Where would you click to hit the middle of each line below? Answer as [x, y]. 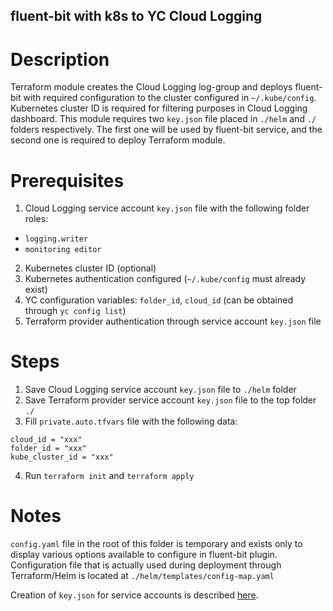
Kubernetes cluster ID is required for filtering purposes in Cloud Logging [159, 108]
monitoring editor [63, 250]
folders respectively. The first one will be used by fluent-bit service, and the [166, 130]
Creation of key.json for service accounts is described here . [134, 595]
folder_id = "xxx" [48, 449]
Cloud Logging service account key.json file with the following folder [167, 208]
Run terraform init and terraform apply [109, 476]
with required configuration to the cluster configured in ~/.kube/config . [170, 98]
